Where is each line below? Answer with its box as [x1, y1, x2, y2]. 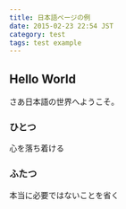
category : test [9, 30, 66, 39]
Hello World [9, 71, 76, 86]
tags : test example [9, 38, 82, 48]
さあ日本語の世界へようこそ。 [9, 96, 119, 108]
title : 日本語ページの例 [9, 13, 91, 22]
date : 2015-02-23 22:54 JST [9, 22, 114, 30]
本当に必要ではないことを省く [9, 189, 119, 200]
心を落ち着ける [9, 143, 64, 153]
